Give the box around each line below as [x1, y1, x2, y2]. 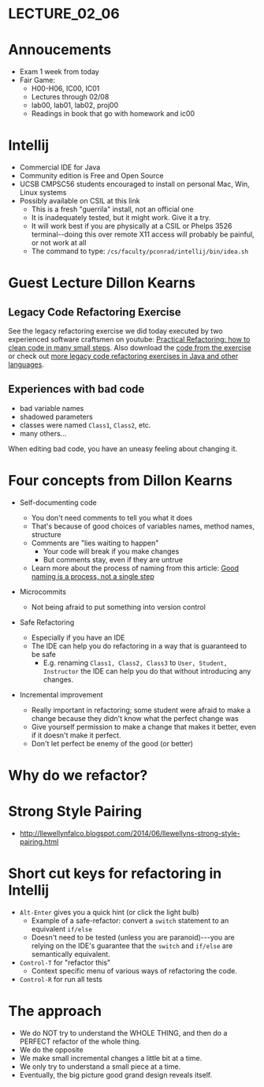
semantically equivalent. [31, 949, 110, 958]
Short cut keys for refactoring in [8, 865, 222, 883]
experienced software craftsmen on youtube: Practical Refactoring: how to [8, 334, 251, 344]
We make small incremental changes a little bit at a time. [19, 1053, 203, 1063]
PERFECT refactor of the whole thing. [19, 1037, 142, 1046]
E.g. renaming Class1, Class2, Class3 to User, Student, [43, 658, 228, 667]
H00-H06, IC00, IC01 [31, 84, 100, 93]
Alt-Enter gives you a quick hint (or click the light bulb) [19, 907, 199, 917]
